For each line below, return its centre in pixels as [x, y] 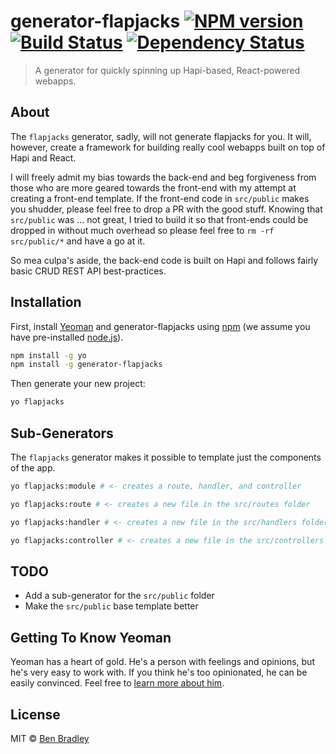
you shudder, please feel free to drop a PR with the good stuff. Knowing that [166, 209]
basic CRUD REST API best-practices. [88, 271]
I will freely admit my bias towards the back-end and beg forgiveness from [163, 177]
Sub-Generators [62, 433]
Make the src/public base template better [111, 606]
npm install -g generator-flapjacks [86, 365]
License [35, 714]
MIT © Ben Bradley [50, 738]
